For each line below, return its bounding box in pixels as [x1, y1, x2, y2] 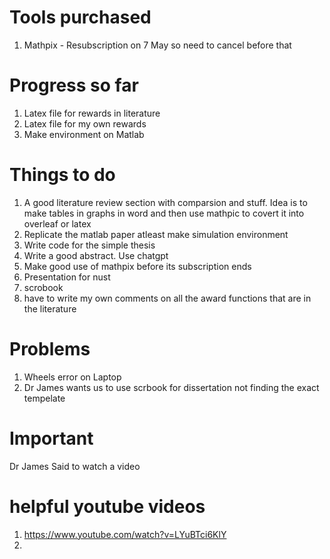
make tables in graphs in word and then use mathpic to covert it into [23, 207, 305, 219]
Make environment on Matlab [23, 128, 145, 140]
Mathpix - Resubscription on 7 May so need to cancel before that [23, 39, 292, 51]
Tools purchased [9, 6, 152, 29]
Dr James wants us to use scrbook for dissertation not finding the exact [23, 381, 320, 393]
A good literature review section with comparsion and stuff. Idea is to [23, 196, 308, 208]
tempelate [23, 392, 66, 404]
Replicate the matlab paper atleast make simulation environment [23, 228, 289, 240]
